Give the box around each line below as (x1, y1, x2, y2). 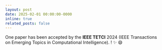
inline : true (5, 16, 32, 21)
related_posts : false (5, 21, 50, 26)
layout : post (5, 7, 32, 12)
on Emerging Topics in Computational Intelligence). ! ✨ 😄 (5, 40, 123, 46)
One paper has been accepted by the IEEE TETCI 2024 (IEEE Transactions (5, 34, 158, 40)
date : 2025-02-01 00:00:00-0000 (5, 12, 72, 17)
